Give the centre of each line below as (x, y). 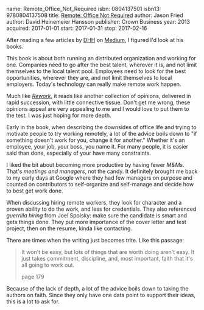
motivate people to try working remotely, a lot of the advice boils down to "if (102, 134)
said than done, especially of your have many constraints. (79, 153)
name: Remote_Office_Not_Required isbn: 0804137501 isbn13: (84, 9)
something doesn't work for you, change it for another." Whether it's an (96, 140)
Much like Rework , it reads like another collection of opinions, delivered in (99, 96)
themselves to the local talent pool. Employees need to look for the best (96, 71)
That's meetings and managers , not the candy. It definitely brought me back (102, 171)
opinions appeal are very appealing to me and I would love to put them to (98, 109)
